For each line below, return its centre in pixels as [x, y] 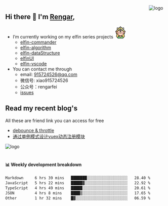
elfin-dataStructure [40, 53]
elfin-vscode [33, 63]
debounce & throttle [33, 130]
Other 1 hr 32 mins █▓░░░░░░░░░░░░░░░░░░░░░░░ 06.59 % [78, 198]
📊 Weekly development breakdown [44, 164]
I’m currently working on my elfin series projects [63, 36]
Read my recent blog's [41, 109]
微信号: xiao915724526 [44, 80]
